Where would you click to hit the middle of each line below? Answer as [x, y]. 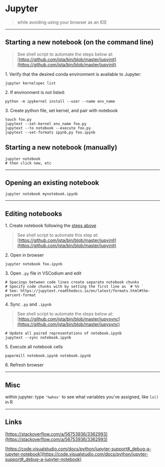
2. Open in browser [25, 255]
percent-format [21, 295]
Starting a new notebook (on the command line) [79, 42]
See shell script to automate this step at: [58, 235]
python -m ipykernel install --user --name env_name [60, 101]
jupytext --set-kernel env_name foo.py [46, 124]
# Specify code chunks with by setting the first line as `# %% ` [74, 287]
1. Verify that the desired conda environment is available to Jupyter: [73, 74]
